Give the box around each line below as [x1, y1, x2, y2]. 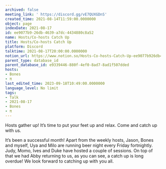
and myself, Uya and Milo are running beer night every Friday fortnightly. [5, 142, 153, 148]
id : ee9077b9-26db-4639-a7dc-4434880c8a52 [5, 30, 94, 35]
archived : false [5, 7, 39, 12]
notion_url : [5, 53, 30, 58]
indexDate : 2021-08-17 [5, 26, 52, 31]
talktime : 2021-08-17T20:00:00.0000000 [5, 49, 87, 54]
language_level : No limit [5, 85, 58, 91]
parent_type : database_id [5, 58, 58, 63]
